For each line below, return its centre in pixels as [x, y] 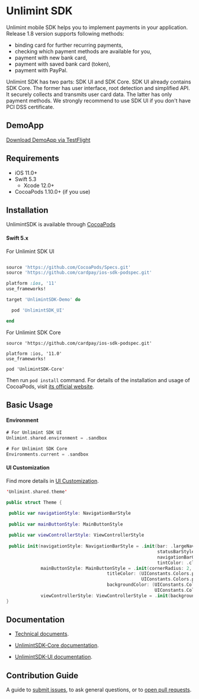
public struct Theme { [34, 502]
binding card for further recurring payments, [69, 45]
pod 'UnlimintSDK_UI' [38, 310]
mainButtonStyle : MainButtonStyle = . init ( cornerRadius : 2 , [116, 568]
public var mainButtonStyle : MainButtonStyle [66, 524]
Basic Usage [30, 405]
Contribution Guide [42, 676]
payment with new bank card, [51, 57]
